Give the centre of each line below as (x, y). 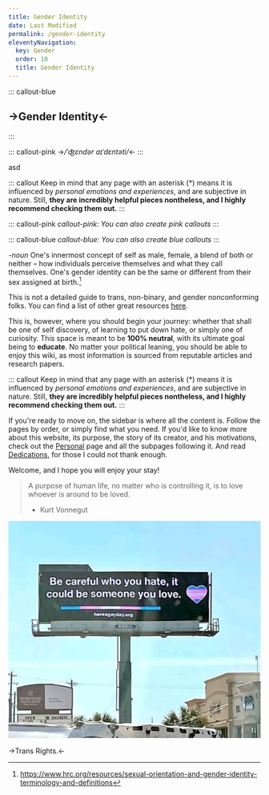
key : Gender (36, 51)
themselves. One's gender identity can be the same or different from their (130, 272)
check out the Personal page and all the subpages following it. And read (127, 446)
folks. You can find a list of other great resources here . (98, 306)
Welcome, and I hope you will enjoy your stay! (84, 470)
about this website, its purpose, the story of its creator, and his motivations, (133, 438)
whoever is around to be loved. (79, 494)
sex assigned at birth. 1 (45, 281)
